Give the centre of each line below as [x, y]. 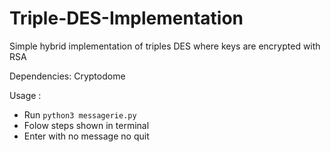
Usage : [25, 95]
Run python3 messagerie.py [80, 114]
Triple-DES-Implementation [126, 18]
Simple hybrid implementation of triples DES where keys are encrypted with [165, 46]
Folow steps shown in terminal [86, 125]
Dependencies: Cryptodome [67, 76]
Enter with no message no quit [86, 136]
